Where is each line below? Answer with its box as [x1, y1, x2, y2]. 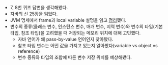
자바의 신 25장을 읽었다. [10, 11, 58, 17]
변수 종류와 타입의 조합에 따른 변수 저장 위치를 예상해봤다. [17, 54, 132, 60]
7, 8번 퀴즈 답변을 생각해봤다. [10, 5, 68, 10]
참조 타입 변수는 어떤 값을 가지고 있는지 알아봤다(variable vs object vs [17, 43, 158, 48]
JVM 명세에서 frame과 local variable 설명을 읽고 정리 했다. [10, 17, 127, 23]
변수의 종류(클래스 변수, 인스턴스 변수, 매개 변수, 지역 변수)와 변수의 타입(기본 [10, 23, 163, 29]
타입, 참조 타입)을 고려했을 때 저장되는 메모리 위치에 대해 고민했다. [10, 30, 141, 36]
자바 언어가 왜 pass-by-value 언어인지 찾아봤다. [17, 36, 114, 42]
